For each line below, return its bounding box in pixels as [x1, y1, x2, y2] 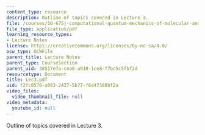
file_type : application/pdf [6, 26, 78, 32]
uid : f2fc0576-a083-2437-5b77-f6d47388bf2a [6, 83, 119, 89]
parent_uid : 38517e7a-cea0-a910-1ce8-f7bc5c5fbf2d [6, 65, 138, 72]
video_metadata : [6, 99, 48, 105]
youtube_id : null [12, 105, 56, 111]
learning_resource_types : [6, 32, 72, 38]
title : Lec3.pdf [6, 77, 48, 83]
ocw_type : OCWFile [6, 49, 53, 55]
